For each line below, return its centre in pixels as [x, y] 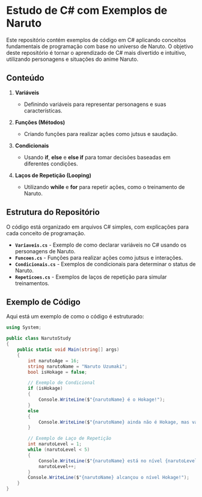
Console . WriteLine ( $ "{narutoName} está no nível [100, 461]
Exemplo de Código [44, 302]
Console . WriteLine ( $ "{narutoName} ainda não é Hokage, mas [114, 422]
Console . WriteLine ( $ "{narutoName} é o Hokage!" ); [102, 400]
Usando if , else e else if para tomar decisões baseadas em [97, 157]
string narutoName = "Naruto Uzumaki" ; [78, 366]
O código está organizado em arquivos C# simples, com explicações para [98, 227]
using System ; [24, 328]
